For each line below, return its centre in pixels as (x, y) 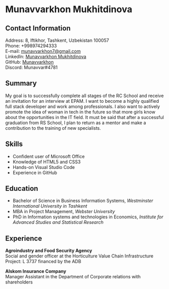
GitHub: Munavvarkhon (30, 62)
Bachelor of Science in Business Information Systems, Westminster (83, 201)
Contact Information (38, 28)
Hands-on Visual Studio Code (44, 167)
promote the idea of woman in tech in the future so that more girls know (80, 112)
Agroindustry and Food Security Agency (49, 251)
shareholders (19, 282)
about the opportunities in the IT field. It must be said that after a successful (84, 117)
